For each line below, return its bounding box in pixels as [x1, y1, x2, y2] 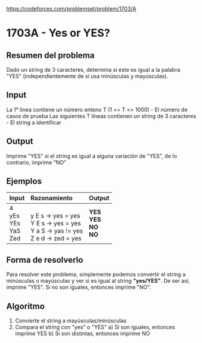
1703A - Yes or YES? [6, 27, 110, 40]
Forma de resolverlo [6, 254, 83, 265]
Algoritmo [6, 301, 45, 311]
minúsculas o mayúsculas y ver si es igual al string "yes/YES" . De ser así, [6, 277, 191, 285]
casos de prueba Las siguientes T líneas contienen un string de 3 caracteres [6, 112, 197, 119]
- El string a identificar [6, 119, 62, 126]
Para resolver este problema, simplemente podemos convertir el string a [6, 271, 186, 278]
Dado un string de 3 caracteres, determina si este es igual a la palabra [6, 66, 181, 73]
